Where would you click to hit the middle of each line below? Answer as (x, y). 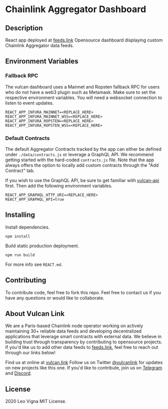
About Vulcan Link (35, 314)
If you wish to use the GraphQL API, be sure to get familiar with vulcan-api (82, 180)
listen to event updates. (30, 103)
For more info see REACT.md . (34, 264)
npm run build (20, 255)
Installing (20, 215)
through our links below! (31, 353)
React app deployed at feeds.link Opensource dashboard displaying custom (84, 40)
